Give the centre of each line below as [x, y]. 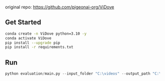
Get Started [23, 22]
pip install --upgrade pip [33, 43]
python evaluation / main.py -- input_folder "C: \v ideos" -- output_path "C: [82, 74]
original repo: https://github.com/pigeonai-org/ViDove [60, 7]
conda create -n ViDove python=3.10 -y [46, 34]
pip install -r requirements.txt [39, 47]
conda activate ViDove [28, 38]
